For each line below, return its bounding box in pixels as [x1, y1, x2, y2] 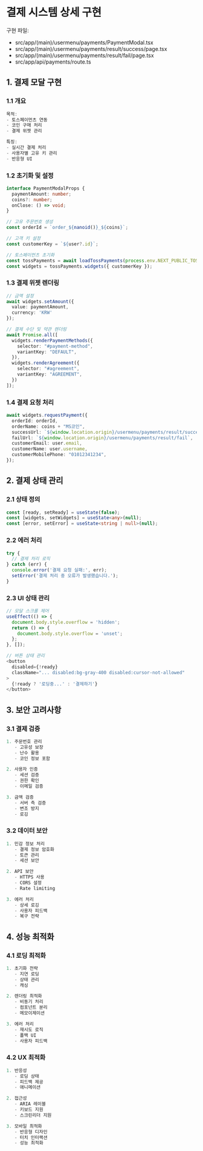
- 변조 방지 [14, 805, 39, 812]
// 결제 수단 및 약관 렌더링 [6, 327, 67, 333]
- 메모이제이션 [14, 1010, 45, 1017]
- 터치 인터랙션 [14, 1134, 48, 1141]
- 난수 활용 [14, 749, 39, 756]
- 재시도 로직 [14, 1026, 43, 1033]
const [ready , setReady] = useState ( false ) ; [6, 509, 120, 516]
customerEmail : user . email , [11, 440, 83, 446]
